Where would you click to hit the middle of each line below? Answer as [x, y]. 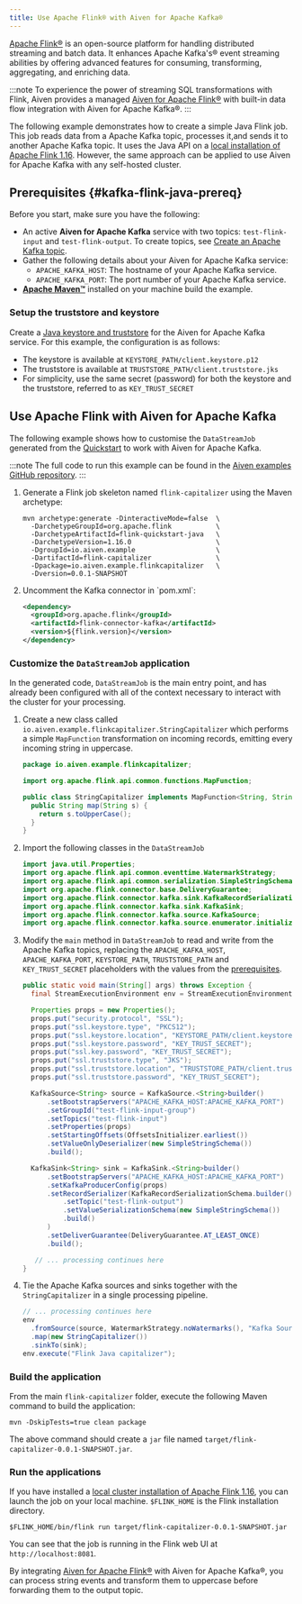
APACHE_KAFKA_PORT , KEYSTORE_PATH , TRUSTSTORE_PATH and [125, 960]
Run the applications [55, 1472]
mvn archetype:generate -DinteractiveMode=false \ [121, 518]
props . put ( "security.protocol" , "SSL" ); [107, 1018]
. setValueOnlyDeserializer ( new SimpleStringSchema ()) [149, 1144]
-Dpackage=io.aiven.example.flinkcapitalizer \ [125, 565]
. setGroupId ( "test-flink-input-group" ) [121, 1110]
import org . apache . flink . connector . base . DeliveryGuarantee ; [137, 889]
